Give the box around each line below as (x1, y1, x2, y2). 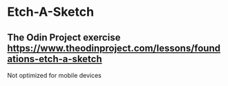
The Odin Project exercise (7, 32, 121, 43)
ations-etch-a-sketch (7, 53, 102, 65)
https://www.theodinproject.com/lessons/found (7, 42, 221, 54)
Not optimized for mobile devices (7, 72, 102, 79)
